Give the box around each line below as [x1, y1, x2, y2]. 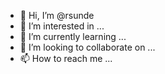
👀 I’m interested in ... [19, 20, 105, 32]
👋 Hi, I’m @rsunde [19, 10, 95, 21]
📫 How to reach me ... [19, 53, 113, 64]
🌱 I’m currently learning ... [19, 31, 127, 42]
